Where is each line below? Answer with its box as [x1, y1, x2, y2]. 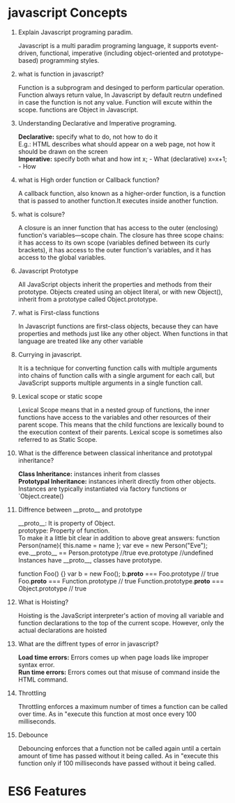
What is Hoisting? [17, 597, 69, 606]
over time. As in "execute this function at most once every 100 [17, 710, 197, 718]
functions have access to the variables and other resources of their [17, 413, 211, 421]
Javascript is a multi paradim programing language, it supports [17, 41, 199, 49]
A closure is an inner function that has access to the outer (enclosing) [17, 223, 218, 231]
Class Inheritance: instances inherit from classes [17, 469, 160, 478]
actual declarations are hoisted [17, 626, 107, 634]
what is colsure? [17, 210, 66, 218]
